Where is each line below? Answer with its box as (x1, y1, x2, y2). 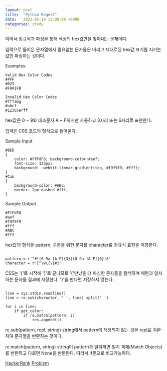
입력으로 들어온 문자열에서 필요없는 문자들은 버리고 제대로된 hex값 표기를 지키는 (5, 46, 161, 53)
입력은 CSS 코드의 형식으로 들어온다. (5, 128, 77, 134)
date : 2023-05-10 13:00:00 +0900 (5, 17, 80, 22)
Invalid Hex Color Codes (5, 95, 57, 100)
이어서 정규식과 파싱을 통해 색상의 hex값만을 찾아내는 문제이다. (5, 36, 128, 42)
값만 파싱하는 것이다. (5, 53, 46, 59)
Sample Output (5, 201, 37, 207)
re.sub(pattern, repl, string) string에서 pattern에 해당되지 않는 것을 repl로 (5, 327, 152, 333)
